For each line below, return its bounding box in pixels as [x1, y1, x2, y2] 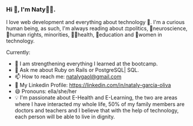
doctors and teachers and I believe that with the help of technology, [14, 107, 179, 114]
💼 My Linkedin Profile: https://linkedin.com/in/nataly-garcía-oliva [14, 82, 171, 89]
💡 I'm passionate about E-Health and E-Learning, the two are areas [14, 94, 178, 101]
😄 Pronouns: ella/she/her [14, 88, 77, 95]
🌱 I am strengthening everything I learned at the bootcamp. [14, 60, 158, 67]
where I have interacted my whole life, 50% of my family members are [14, 101, 185, 108]
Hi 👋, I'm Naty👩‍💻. [6, 5, 56, 14]
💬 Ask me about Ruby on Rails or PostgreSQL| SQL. [14, 67, 139, 74]
